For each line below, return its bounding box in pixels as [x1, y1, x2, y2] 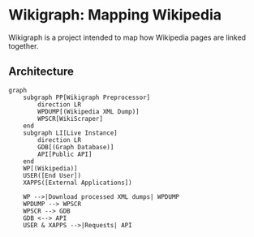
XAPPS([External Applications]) [23, 179, 132, 187]
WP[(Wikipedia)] [23, 164, 79, 172]
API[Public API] [37, 150, 93, 158]
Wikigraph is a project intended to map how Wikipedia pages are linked [8, 32, 246, 42]
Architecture [8, 65, 75, 79]
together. [8, 41, 39, 50]
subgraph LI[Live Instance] [23, 128, 118, 137]
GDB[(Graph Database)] [37, 143, 114, 151]
